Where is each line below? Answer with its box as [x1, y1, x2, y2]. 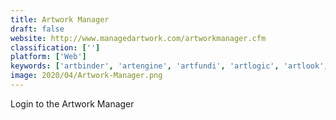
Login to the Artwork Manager [10, 97, 135, 110]
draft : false [10, 24, 65, 34]
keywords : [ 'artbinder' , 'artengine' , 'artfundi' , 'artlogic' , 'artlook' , [10, 61, 329, 71]
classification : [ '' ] [10, 42, 101, 53]
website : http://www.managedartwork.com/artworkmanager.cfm [10, 33, 267, 43]
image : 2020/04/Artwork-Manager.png [10, 71, 163, 81]
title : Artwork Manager [10, 14, 110, 25]
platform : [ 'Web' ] [10, 52, 87, 62]
